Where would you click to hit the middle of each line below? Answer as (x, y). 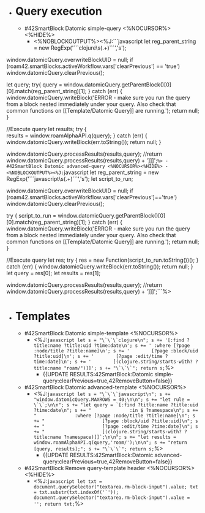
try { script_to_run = (32, 215)
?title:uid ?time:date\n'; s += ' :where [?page (127, 345)
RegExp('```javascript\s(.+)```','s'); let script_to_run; (70, 178)
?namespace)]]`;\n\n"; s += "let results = (120, 437)
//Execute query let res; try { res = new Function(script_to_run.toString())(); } (102, 260)
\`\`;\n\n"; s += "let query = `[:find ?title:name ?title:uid (116, 405)
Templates (43, 316)
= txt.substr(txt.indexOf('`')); (76, 492)
